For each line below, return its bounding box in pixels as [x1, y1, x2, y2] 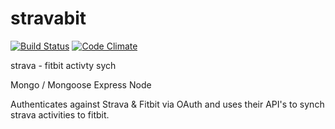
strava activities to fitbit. [10, 108, 110, 121]
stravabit [10, 7, 87, 30]
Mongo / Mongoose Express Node [10, 78, 152, 91]
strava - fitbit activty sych [10, 59, 117, 71]
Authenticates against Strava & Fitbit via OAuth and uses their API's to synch [10, 98, 325, 110]
